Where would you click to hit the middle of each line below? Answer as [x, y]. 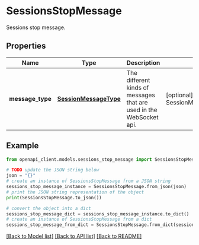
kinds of [138, 87]
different [138, 80]
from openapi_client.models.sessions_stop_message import [79, 159]
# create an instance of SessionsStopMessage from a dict [79, 219]
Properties [26, 46]
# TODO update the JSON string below [53, 170]
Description [143, 62]
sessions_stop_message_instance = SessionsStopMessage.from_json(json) [96, 187]
